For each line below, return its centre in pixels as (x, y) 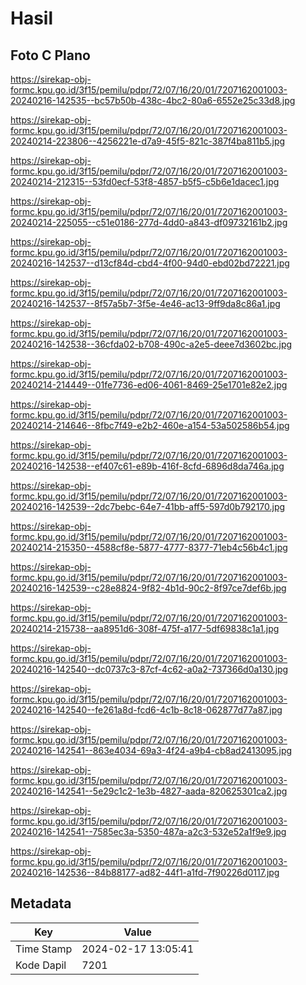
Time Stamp (44, 949)
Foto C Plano (50, 55)
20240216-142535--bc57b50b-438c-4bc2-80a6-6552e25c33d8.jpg (153, 100)
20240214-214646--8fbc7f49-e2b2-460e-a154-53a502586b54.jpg (150, 425)
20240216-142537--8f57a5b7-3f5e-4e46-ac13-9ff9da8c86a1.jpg (145, 303)
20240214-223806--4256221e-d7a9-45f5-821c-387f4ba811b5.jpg (148, 141)
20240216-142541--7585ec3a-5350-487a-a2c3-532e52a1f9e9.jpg (148, 831)
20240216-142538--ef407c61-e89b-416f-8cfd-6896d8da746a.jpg (147, 466)
